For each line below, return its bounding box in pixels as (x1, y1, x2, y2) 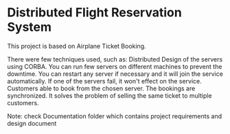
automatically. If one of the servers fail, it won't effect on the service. (7, 77, 203, 85)
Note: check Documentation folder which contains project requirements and (7, 111, 222, 120)
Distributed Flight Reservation (7, 5, 182, 21)
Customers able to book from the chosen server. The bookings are (7, 84, 196, 92)
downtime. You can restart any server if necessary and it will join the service (7, 70, 223, 78)
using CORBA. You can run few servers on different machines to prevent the (7, 62, 222, 70)
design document (7, 119, 57, 127)
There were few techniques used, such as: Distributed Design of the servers (7, 55, 223, 63)
